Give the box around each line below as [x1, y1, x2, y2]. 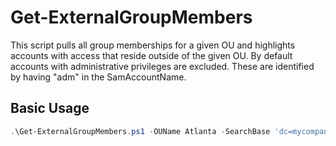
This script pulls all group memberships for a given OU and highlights [10, 39, 296, 51]
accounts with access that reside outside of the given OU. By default [10, 49, 293, 61]
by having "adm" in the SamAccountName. [10, 71, 187, 83]
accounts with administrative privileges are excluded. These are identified [10, 60, 315, 72]
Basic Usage [10, 100, 90, 117]
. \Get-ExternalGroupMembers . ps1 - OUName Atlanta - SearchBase [10, 126, 271, 136]
